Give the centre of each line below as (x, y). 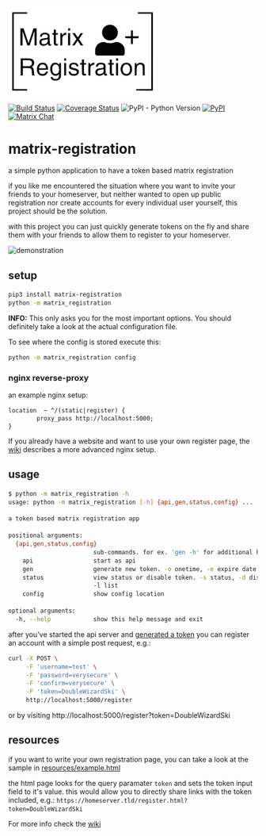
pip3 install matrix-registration (65, 295)
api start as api (79, 561)
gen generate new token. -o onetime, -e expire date (140, 569)
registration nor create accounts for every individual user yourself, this (123, 203)
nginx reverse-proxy (49, 378)
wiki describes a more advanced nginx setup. (82, 449)
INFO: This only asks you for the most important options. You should (120, 318)
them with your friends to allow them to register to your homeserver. (120, 235)
